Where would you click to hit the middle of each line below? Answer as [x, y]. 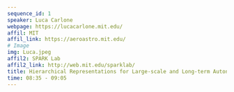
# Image [18, 46]
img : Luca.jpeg [29, 53]
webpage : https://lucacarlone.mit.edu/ [65, 26]
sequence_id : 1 [29, 13]
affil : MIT [23, 33]
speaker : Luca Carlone [40, 20]
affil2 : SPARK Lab [34, 59]
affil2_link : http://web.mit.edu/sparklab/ [71, 65]
